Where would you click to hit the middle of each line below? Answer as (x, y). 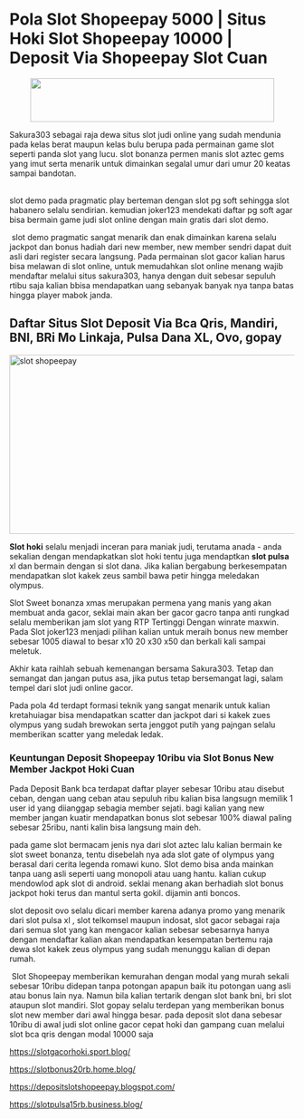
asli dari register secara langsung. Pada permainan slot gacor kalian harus (147, 256)
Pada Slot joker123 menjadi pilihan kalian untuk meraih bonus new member (149, 631)
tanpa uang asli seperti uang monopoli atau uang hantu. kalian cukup (138, 874)
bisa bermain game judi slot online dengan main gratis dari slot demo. (139, 219)
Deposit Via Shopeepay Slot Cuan (139, 58)
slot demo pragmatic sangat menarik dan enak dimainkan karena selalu (144, 237)
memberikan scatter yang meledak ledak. (86, 734)
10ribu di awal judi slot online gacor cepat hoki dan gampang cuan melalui (147, 1025)
